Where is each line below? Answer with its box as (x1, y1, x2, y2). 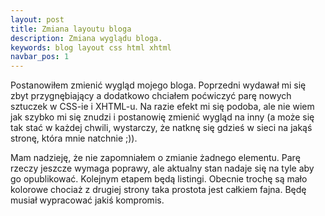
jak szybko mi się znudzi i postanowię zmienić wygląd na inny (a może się (10, 111, 315, 123)
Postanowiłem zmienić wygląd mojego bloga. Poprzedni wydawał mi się (10, 79, 307, 91)
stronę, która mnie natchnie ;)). (10, 132, 138, 145)
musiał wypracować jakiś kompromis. (10, 194, 165, 206)
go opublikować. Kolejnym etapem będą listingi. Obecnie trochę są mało (10, 173, 308, 185)
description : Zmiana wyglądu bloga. (10, 33, 163, 43)
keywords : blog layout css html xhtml (10, 42, 172, 53)
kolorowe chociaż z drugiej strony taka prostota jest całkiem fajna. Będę (10, 184, 307, 196)
